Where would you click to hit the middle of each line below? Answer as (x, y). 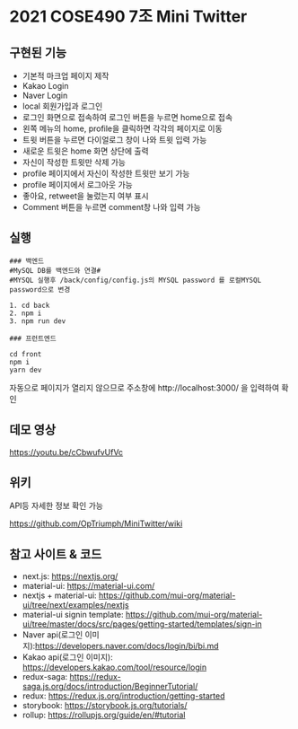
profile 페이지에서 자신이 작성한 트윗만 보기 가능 (106, 173)
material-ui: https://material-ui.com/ (88, 586)
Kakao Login (45, 86)
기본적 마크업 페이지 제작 (66, 76)
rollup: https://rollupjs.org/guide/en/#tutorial (104, 715)
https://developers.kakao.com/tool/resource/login (114, 667)
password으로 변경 (40, 290)
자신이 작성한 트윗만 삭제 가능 (74, 162)
